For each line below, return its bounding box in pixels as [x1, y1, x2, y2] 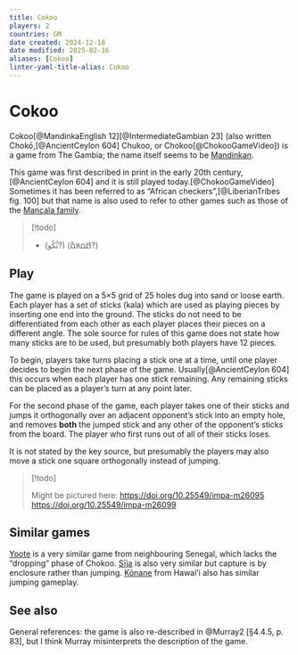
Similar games [9, 525, 91, 540]
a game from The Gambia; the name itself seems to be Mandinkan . [9, 149, 254, 160]
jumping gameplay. [9, 577, 79, 588]
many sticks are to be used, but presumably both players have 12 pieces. [9, 337, 277, 348]
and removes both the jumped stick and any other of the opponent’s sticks [9, 419, 284, 430]
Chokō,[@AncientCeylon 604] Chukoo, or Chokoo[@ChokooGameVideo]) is [9, 140, 288, 151]
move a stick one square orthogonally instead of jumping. [9, 455, 221, 466]
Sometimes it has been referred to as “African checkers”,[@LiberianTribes [9, 185, 281, 196]
